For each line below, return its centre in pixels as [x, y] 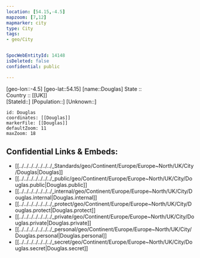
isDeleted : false [28, 61]
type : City [20, 28]
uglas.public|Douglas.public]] [51, 185]
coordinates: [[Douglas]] [38, 118]
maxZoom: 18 [21, 133]
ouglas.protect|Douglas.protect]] [55, 210]
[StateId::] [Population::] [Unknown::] [51, 102]
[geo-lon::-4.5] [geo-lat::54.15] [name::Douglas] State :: [74, 89]
